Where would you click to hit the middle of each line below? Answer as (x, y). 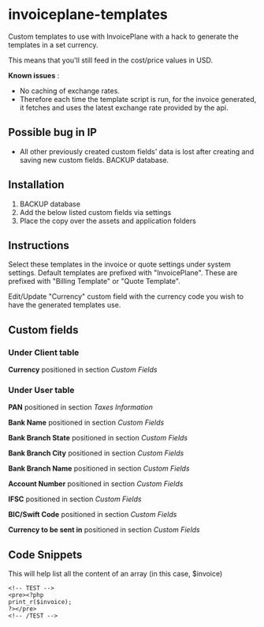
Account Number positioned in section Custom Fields (96, 484)
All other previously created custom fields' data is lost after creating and (137, 151)
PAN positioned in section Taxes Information (81, 407)
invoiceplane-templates (88, 15)
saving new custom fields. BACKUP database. (94, 160)
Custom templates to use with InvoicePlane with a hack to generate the (123, 36)
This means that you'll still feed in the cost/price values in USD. (110, 60)
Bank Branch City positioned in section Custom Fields (96, 453)
